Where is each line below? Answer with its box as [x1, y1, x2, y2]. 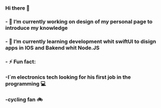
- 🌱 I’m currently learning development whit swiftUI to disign [5, 38, 156, 45]
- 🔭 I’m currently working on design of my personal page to [5, 18, 153, 25]
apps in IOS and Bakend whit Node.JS [5, 44, 100, 51]
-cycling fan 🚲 [5, 96, 43, 103]
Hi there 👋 [5, 5, 30, 12]
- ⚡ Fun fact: [5, 58, 36, 65]
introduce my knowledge [5, 24, 68, 31]
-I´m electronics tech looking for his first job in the [5, 73, 131, 80]
